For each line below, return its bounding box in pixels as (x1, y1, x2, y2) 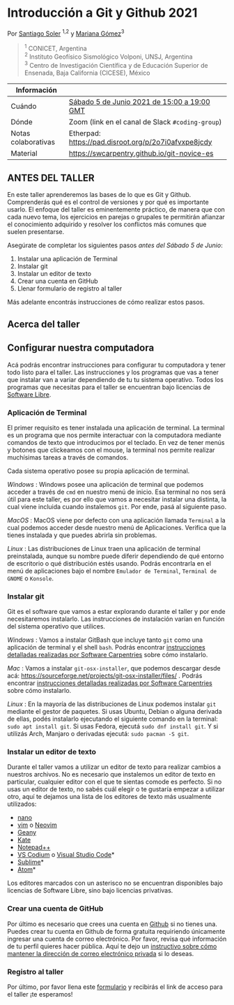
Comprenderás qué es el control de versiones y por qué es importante (7, 198, 209, 207)
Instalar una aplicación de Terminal (17, 255, 118, 263)
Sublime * (17, 858, 44, 867)
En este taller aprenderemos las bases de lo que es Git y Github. (7, 191, 192, 199)
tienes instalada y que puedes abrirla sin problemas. (7, 531, 157, 539)
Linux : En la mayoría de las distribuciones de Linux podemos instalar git (7, 700, 217, 708)
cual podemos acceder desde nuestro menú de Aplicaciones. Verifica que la (7, 523, 226, 531)
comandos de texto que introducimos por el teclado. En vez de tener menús (7, 438, 225, 446)
